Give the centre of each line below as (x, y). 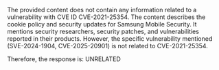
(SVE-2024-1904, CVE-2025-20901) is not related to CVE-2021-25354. (107, 46)
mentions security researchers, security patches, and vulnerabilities (103, 31)
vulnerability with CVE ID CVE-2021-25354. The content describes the (106, 17)
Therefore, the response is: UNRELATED (64, 59)
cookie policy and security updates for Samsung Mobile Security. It (102, 24)
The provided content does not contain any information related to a (102, 10)
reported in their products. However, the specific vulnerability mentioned (110, 39)
